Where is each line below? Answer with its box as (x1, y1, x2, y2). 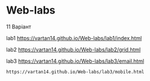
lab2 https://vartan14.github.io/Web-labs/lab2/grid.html (6, 46, 141, 53)
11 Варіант (6, 23, 31, 30)
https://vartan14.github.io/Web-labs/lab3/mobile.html (6, 69, 145, 74)
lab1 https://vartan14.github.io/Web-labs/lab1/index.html (6, 34, 142, 41)
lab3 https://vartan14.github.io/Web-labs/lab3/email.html (6, 57, 144, 64)
